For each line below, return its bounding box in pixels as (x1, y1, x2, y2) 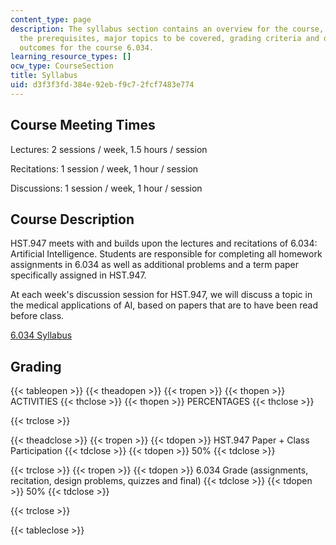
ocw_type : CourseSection (10, 61, 114, 71)
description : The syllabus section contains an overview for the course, (10, 24, 325, 34)
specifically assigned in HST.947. (10, 269, 147, 281)
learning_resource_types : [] (10, 52, 132, 62)
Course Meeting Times (10, 117, 156, 134)
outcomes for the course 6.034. (19, 42, 155, 53)
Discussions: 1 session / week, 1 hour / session (10, 182, 203, 194)
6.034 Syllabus (10, 329, 73, 341)
